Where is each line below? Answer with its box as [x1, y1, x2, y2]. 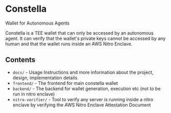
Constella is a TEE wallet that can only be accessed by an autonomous [5, 30, 154, 36]
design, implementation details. [12, 75, 79, 81]
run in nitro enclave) [12, 91, 55, 97]
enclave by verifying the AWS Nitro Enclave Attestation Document [12, 102, 151, 108]
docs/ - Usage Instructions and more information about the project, [12, 69, 154, 75]
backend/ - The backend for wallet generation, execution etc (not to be [12, 85, 161, 92]
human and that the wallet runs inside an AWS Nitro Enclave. [5, 40, 133, 47]
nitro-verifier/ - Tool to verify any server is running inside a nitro [12, 96, 154, 102]
